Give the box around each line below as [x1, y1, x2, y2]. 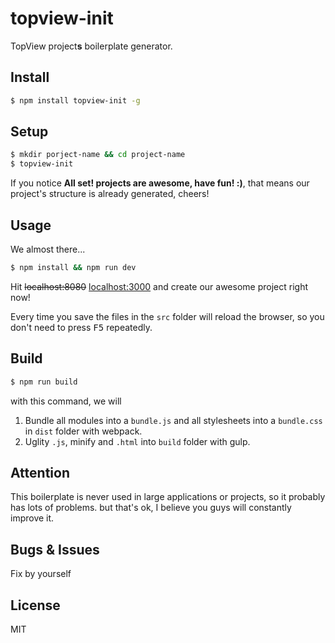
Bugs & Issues [10, 541, 100, 558]
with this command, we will [10, 395, 122, 407]
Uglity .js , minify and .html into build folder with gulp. [24, 435, 251, 447]
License [10, 597, 61, 614]
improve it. [10, 512, 55, 524]
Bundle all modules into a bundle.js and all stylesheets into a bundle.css [24, 414, 323, 426]
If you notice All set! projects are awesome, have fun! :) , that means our [10, 177, 310, 189]
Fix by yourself [10, 568, 72, 580]
